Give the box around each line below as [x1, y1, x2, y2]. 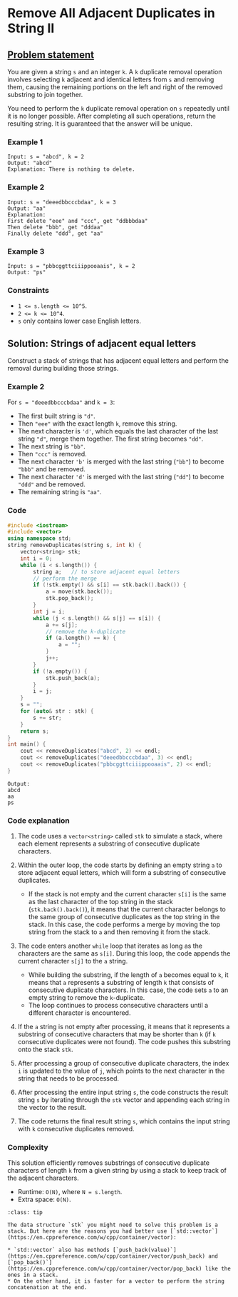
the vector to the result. [17, 1103, 87, 1112]
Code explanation [7, 816, 70, 826]
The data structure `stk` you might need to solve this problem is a [7, 1221, 219, 1229]
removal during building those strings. [7, 364, 119, 372]
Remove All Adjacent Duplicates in [7, 5, 215, 21]
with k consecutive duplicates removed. [17, 1125, 135, 1133]
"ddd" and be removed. [17, 480, 86, 489]
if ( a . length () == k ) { [45, 634, 116, 642]
